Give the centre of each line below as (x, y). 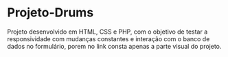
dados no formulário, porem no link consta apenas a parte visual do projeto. (114, 46)
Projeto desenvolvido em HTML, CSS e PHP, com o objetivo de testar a (107, 32)
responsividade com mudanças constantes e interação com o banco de (109, 38)
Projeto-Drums (50, 13)
